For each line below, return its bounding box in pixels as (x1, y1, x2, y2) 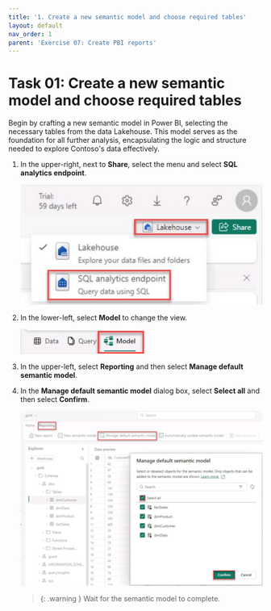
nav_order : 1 (8, 30, 52, 38)
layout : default (8, 21, 63, 30)
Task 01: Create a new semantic (8, 74, 226, 93)
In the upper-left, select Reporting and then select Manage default (19, 362, 244, 371)
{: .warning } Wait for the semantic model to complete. (40, 594, 220, 604)
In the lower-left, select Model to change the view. (19, 313, 188, 323)
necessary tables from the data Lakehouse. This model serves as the (8, 127, 238, 136)
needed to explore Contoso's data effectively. (8, 144, 160, 153)
